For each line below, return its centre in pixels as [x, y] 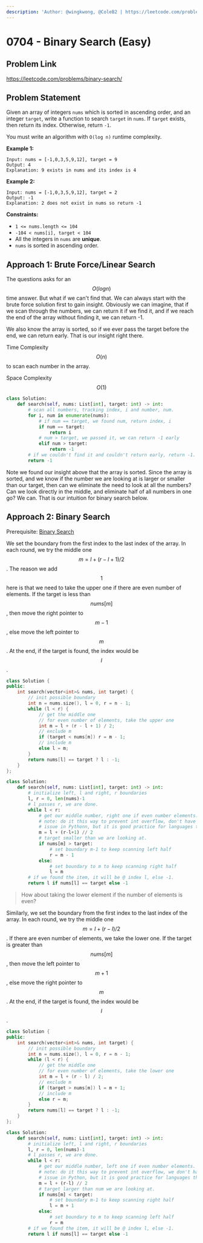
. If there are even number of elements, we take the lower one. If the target [99, 938]
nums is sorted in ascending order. [57, 245]
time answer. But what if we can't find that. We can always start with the [96, 298]
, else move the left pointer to [43, 632]
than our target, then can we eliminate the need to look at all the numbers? [99, 485]
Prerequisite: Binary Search [40, 531]
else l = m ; [53, 749]
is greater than [24, 945]
